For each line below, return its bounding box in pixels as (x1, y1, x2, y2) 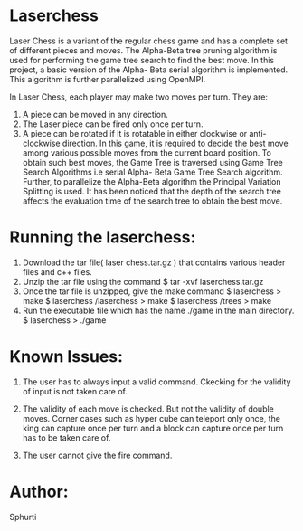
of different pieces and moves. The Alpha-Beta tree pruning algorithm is (9, 44, 278, 55)
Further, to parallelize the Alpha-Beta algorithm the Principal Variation (22, 175, 281, 186)
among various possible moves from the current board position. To (22, 147, 271, 158)
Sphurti (9, 511, 37, 522)
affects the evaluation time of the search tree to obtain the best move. (22, 195, 283, 206)
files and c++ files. (22, 266, 92, 277)
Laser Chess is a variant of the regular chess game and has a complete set (9, 35, 288, 46)
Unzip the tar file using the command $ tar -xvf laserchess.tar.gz (22, 276, 264, 287)
